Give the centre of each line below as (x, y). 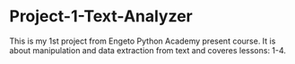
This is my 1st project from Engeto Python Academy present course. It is (143, 41)
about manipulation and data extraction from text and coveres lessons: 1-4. (148, 50)
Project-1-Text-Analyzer (101, 16)
